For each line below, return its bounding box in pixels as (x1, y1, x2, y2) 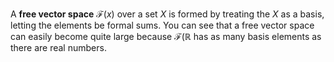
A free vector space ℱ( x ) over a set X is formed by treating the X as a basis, (10, 8, 325, 20)
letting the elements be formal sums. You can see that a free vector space (10, 19, 315, 31)
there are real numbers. (10, 42, 107, 53)
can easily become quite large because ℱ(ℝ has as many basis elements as (10, 31, 322, 42)
